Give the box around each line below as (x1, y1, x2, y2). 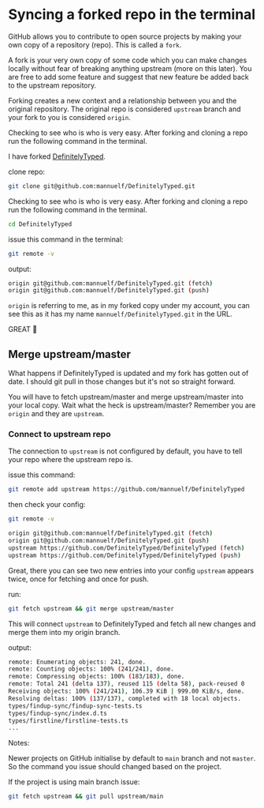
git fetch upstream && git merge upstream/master (8, 604, 175, 613)
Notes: (8, 738, 30, 748)
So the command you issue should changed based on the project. (8, 762, 222, 772)
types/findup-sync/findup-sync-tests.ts (8, 701, 143, 710)
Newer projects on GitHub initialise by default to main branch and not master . (8, 754, 256, 763)
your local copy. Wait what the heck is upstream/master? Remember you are (8, 400, 256, 410)
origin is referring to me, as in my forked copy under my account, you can (8, 301, 251, 310)
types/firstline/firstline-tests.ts (8, 716, 128, 724)
